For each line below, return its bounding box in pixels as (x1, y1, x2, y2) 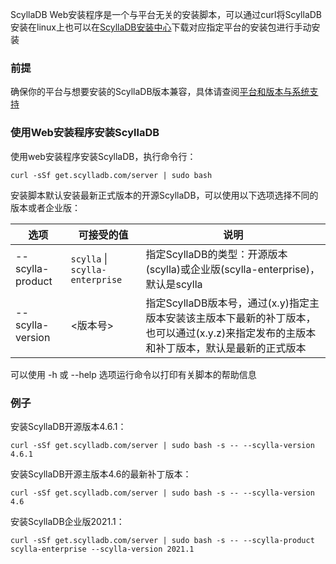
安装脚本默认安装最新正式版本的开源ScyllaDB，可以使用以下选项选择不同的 (10, 189, 319, 201)
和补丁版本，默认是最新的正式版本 (145, 341, 307, 355)
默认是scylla (145, 277, 203, 291)
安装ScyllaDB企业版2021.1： (10, 515, 125, 527)
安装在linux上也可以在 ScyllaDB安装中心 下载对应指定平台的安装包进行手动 (10, 21, 312, 33)
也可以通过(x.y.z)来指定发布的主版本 (145, 326, 317, 340)
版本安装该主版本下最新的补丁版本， (145, 311, 317, 325)
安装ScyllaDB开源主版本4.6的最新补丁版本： (10, 468, 192, 480)
